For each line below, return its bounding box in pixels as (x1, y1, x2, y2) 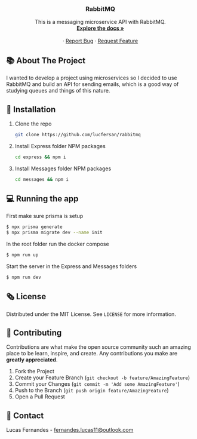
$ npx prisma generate (6, 224, 63, 230)
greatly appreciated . (6, 356, 58, 363)
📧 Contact (6, 410, 44, 420)
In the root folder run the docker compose (6, 241, 109, 248)
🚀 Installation (6, 104, 56, 115)
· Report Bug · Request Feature (62, 38, 138, 45)
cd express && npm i (14, 154, 66, 160)
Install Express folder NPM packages (14, 142, 106, 149)
